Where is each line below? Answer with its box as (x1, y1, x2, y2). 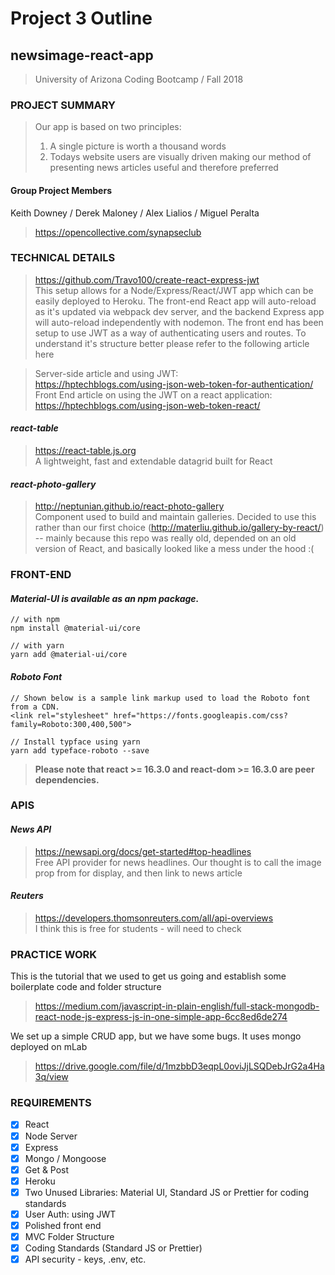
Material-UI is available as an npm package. (10, 592, 200, 604)
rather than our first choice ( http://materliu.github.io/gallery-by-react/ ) (34, 522, 325, 534)
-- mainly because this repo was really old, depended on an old (34, 532, 297, 544)
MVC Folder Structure (24, 1231, 115, 1243)
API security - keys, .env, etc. (24, 1253, 147, 1266)
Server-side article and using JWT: (34, 367, 179, 379)
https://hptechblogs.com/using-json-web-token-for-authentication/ (34, 378, 314, 390)
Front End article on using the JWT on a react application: (34, 388, 273, 401)
